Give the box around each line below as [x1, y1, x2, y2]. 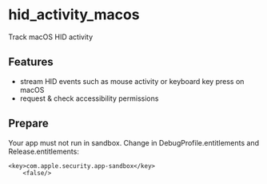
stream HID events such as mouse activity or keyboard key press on [19, 76, 245, 86]
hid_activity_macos [8, 6, 140, 24]
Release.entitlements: [8, 146, 80, 156]
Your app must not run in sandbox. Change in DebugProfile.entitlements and [8, 138, 260, 147]
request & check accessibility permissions [19, 94, 159, 103]
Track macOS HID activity [8, 32, 94, 42]
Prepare [8, 117, 50, 130]
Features [8, 55, 54, 69]
